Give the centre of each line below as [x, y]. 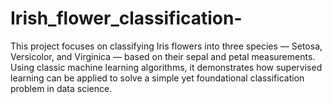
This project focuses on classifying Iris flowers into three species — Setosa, [166, 46]
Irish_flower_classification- [126, 18]
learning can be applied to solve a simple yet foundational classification [157, 78]
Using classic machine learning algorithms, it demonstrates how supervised [166, 67]
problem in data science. [61, 88]
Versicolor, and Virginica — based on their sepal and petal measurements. [163, 56]
